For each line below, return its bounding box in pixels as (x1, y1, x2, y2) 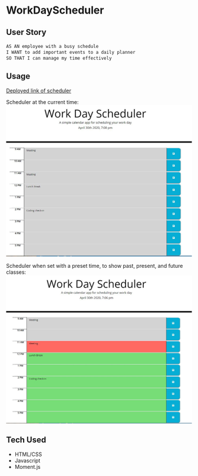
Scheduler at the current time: (6, 98, 79, 105)
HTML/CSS (14, 451, 42, 458)
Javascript (14, 456, 41, 464)
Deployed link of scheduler (6, 87, 72, 94)
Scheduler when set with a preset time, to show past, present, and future (6, 262, 183, 269)
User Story (6, 27, 47, 37)
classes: (6, 268, 27, 276)
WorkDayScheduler (6, 4, 104, 17)
